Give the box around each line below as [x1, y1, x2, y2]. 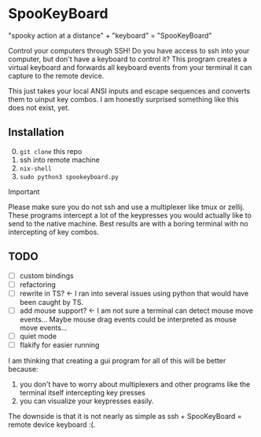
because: [8, 364, 39, 373]
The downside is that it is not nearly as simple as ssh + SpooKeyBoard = [8, 411, 242, 420]
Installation [8, 126, 64, 139]
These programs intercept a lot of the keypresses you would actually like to [8, 210, 252, 220]
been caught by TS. [19, 297, 84, 307]
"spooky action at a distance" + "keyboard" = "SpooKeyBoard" [8, 31, 212, 40]
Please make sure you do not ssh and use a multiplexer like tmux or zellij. [8, 202, 245, 211]
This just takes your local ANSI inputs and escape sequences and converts [8, 86, 251, 95]
